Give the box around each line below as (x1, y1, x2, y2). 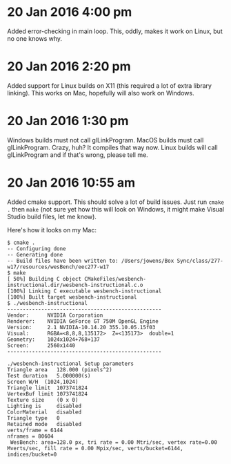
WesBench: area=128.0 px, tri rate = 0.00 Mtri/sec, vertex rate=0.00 (10, 438, 217, 446)
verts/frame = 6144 (7, 427, 63, 434)
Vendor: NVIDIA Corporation (7, 312, 103, 319)
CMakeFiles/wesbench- (83, 275, 147, 282)
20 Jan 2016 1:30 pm (7, 113, 129, 129)
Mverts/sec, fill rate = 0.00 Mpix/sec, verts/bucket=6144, (7, 445, 184, 452)
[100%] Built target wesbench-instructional (7, 293, 137, 301)
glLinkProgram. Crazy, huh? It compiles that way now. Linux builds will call (7, 143, 219, 151)
